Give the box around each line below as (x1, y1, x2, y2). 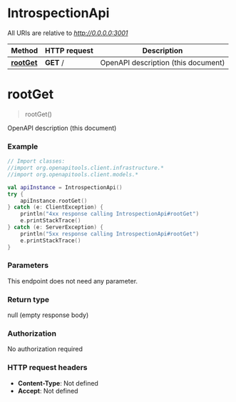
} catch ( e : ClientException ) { (7, 203, 103, 211)
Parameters (7, 261, 48, 271)
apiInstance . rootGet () (20, 197, 88, 204)
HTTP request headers (7, 363, 88, 373)
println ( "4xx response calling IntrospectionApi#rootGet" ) (20, 211, 200, 218)
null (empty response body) (7, 311, 89, 319)
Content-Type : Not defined (17, 378, 98, 387)
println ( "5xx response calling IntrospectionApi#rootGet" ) (20, 230, 200, 237)
